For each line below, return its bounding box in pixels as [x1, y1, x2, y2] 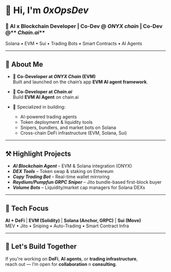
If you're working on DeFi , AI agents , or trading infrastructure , [5, 256, 138, 262]
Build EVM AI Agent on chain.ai [12, 94, 79, 100]
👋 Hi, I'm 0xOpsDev [5, 5, 89, 16]
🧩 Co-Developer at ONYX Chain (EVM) [12, 74, 96, 80]
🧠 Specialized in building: [12, 104, 66, 110]
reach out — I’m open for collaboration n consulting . [5, 261, 117, 267]
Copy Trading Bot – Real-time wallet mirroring [12, 174, 110, 180]
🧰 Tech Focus [5, 204, 49, 213]
